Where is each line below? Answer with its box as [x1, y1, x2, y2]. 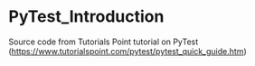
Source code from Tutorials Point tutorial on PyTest [8, 36, 199, 47]
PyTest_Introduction [8, 6, 165, 27]
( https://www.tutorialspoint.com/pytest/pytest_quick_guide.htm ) [8, 45, 247, 56]
